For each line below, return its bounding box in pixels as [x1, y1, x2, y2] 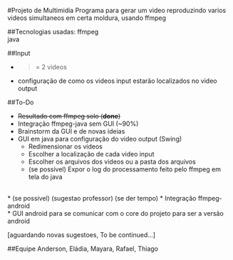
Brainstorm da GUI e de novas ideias [17, 127, 125, 135]
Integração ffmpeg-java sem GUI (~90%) [17, 119, 139, 128]
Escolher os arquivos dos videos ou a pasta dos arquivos [28, 157, 196, 166]
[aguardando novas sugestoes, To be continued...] [7, 231, 155, 239]
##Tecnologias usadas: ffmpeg [7, 28, 99, 36]
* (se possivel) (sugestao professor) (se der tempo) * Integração [7, 194, 197, 202]
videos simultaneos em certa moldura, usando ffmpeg [7, 14, 166, 22]
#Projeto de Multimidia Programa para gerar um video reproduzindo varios [7, 6, 227, 14]
